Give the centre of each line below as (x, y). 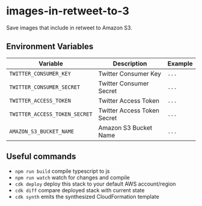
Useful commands (41, 156)
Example (180, 63)
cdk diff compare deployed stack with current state (80, 190)
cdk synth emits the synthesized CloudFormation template (87, 196)
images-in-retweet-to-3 (68, 11)
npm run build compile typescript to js (62, 171)
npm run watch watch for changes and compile (72, 177)
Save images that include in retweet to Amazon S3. (69, 28)
